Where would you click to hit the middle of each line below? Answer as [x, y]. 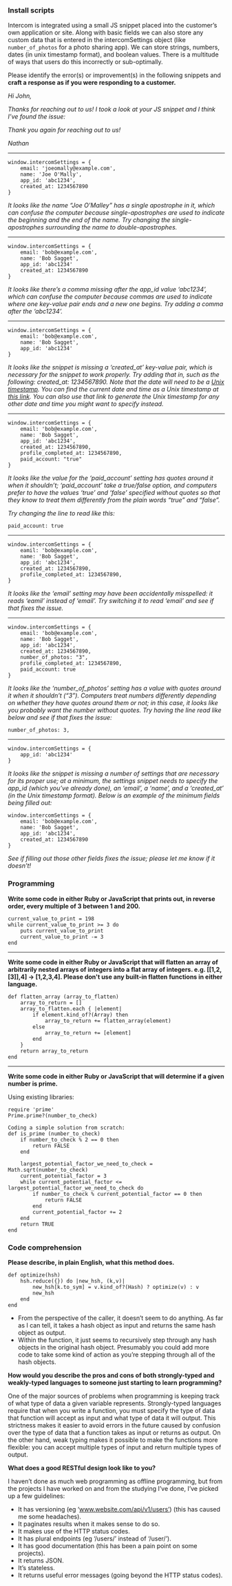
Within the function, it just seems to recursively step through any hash [117, 1340]
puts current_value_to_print [62, 931]
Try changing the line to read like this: [62, 514]
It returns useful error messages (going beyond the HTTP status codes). [120, 1575]
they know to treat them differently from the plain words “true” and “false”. [114, 500]
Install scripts [31, 10]
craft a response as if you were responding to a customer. [92, 83]
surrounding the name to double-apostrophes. [111, 227]
